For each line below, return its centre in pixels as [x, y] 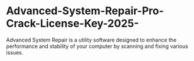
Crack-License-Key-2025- [73, 23]
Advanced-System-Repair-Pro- [85, 11]
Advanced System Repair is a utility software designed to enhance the [91, 40]
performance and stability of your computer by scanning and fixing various [97, 46]
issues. [15, 52]
